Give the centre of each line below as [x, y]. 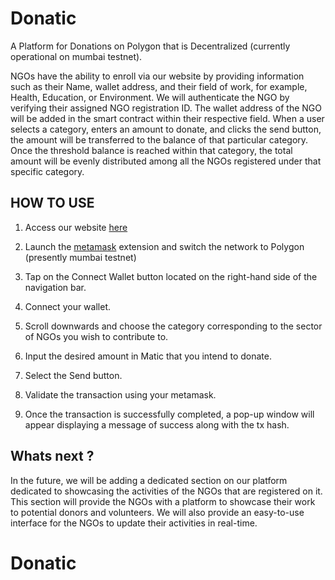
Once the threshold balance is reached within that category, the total [151, 150]
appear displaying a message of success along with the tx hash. [157, 424]
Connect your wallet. [67, 306]
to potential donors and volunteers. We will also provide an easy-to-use [157, 512]
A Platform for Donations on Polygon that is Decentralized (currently [150, 46]
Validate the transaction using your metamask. [120, 394]
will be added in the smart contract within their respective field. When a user [167, 118]
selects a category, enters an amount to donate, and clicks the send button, [166, 129]
